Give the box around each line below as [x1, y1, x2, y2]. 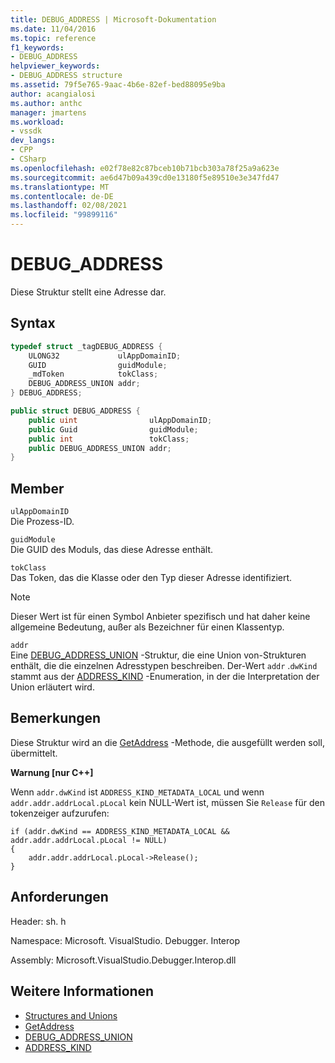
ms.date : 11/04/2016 [10, 24, 97, 34]
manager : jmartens [10, 107, 87, 118]
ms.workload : [10, 117, 65, 127]
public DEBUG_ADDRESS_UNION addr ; [28, 443, 172, 453]
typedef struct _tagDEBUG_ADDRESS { [10, 341, 163, 351]
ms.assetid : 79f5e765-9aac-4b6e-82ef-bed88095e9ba [10, 80, 226, 90]
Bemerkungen [10, 710, 102, 727]
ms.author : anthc [10, 98, 83, 108]
